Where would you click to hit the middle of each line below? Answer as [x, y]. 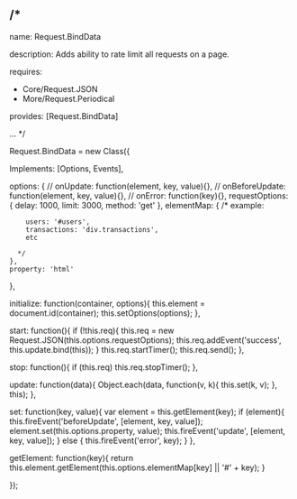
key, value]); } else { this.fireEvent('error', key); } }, [103, 440]
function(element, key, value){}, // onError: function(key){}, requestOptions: [149, 195]
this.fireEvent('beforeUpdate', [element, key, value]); [106, 421]
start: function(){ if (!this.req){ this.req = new [92, 330]
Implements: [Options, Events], [67, 168]
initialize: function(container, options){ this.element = [107, 303]
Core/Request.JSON [60, 88]
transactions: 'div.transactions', [92, 229]
